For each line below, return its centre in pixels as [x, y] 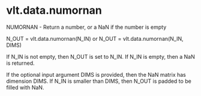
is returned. [20, 63]
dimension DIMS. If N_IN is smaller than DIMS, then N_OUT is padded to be [99, 81]
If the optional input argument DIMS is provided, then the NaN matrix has [96, 74]
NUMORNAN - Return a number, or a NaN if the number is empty [86, 27]
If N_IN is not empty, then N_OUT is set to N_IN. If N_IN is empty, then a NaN [100, 56]
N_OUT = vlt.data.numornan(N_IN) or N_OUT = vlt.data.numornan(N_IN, [95, 38]
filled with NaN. [25, 87]
